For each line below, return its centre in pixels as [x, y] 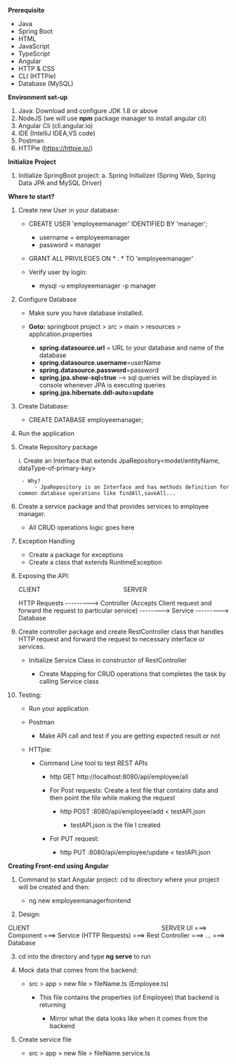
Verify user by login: [58, 272]
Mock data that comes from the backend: [78, 970]
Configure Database [47, 299]
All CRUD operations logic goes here [81, 527]
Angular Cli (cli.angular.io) [55, 126]
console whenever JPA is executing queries [102, 385]
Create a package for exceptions [76, 555]
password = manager [70, 245]
